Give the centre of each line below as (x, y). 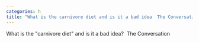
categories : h (24, 11)
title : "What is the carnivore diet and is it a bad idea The (86, 17)
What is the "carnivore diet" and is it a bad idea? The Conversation (88, 33)
